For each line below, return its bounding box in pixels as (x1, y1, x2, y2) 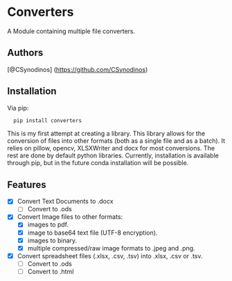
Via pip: (7, 104, 29, 112)
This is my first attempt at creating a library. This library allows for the (7, 129, 206, 138)
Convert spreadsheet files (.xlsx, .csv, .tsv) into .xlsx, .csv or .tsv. (17, 251, 203, 260)
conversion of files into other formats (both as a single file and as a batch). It (7, 137, 226, 145)
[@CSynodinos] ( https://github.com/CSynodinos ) (7, 65, 148, 73)
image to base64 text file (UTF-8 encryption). (27, 229, 158, 237)
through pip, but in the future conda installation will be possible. (7, 159, 189, 167)
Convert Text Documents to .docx (17, 197, 114, 206)
